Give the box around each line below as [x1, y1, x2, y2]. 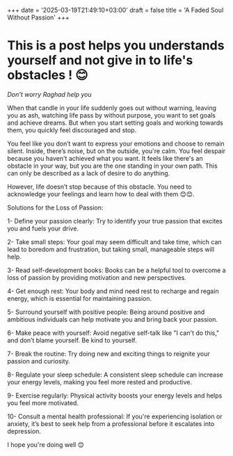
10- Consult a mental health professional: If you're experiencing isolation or [7, 412, 223, 420]
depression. [7, 427, 42, 435]
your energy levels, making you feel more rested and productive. [7, 377, 193, 386]
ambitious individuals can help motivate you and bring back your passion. [7, 315, 218, 323]
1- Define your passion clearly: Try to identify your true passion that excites [7, 217, 223, 225]
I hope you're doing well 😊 [7, 440, 85, 448]
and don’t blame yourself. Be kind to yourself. [7, 336, 137, 344]
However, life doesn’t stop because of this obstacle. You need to [7, 182, 192, 191]
